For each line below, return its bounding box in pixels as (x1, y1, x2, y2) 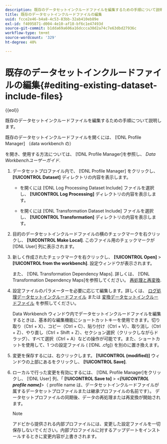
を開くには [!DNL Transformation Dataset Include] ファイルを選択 (19, 208, 154, 214)
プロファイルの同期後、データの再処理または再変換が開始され (34, 394, 161, 400)
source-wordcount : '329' (5, 35, 57, 40)
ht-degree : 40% (5, 40, 37, 45)
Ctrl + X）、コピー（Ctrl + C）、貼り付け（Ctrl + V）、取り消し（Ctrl (25, 323, 161, 329)
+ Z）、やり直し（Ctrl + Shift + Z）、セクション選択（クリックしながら (12, 329, 154, 335)
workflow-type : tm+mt (5, 30, 50, 35)
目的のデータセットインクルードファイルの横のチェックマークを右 (12, 230, 148, 237)
